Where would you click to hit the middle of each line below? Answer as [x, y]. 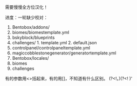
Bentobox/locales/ [30, 58]
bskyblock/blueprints [33, 37]
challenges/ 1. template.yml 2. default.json [54, 43]
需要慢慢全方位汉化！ [26, 7]
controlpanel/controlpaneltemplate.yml [51, 48]
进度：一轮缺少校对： [26, 17]
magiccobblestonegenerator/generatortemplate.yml [64, 53]
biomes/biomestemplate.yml [41, 32]
